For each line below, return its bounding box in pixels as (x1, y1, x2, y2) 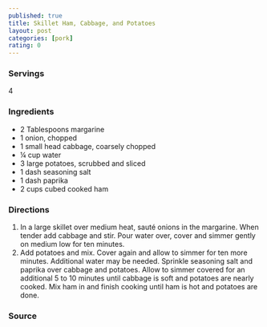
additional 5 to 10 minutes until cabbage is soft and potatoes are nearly (19, 273, 254, 283)
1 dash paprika (19, 176, 68, 185)
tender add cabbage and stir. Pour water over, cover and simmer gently (19, 231, 257, 240)
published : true (8, 11, 63, 20)
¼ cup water (19, 150, 62, 159)
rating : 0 (8, 42, 42, 50)
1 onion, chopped (19, 133, 78, 143)
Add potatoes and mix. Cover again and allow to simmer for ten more (19, 248, 248, 257)
